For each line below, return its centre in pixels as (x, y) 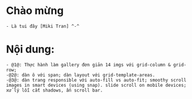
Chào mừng (35, 11)
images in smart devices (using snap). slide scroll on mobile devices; (96, 85)
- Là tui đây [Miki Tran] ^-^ (43, 26)
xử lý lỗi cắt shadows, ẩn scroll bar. (55, 90)
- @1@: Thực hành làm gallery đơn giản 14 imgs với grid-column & (88, 65)
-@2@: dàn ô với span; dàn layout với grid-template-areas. (81, 75)
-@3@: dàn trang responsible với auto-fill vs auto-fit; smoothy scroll (96, 80)
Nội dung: (30, 49)
